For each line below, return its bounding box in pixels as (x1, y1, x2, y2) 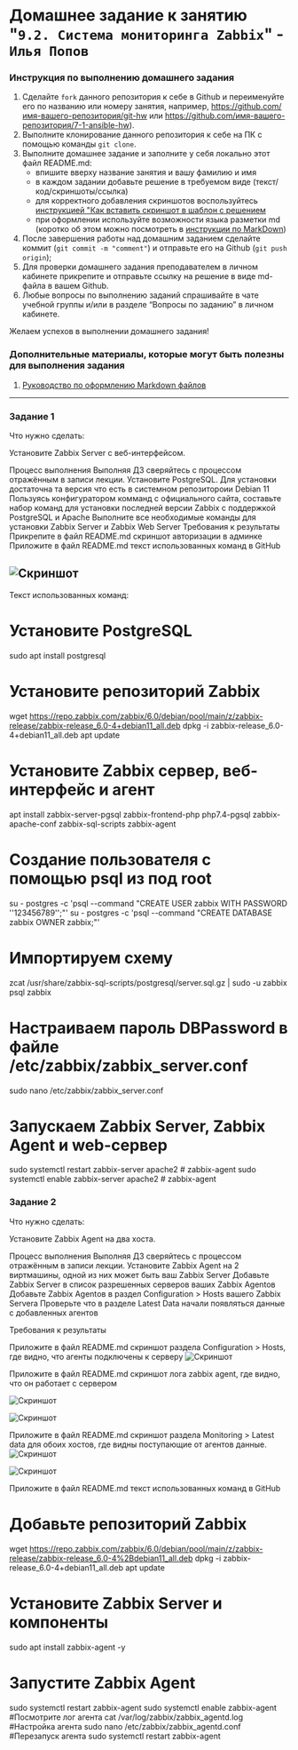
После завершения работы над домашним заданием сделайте (21, 233, 261, 244)
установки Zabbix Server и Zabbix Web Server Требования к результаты (9, 522, 280, 532)
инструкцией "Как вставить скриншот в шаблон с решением (35, 205, 266, 216)
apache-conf (9, 819, 58, 829)
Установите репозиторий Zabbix (9, 682, 261, 702)
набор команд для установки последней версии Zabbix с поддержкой (9, 503, 277, 514)
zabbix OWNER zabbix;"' (9, 916, 100, 927)
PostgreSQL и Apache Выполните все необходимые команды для (9, 512, 256, 523)
